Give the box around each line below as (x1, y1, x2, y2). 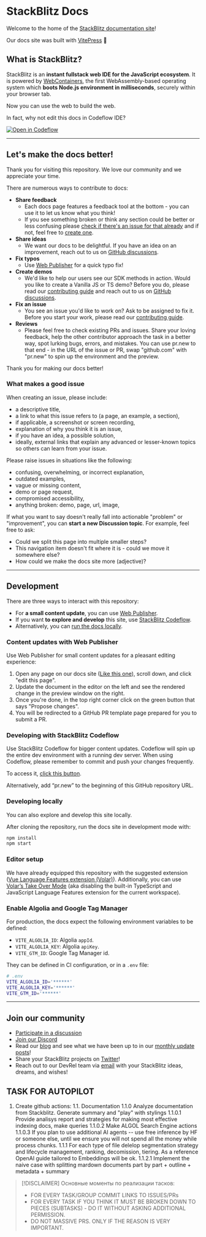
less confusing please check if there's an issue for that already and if (24, 222, 199, 230)
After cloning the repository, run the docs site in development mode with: (6, 823, 191, 830)
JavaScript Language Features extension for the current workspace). (6, 888, 181, 896)
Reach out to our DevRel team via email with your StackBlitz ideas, (15, 1062, 183, 1069)
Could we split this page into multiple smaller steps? (15, 538, 147, 545)
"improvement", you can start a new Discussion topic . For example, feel (6, 519, 189, 527)
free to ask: (6, 526, 36, 533)
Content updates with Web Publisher (6, 637, 118, 646)
